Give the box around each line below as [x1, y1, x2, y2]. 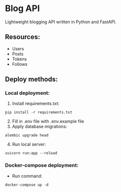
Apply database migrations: [12, 124, 67, 130]
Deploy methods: [5, 75, 58, 84]
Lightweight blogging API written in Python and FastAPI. [5, 19, 117, 25]
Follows [12, 61, 28, 67]
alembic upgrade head [5, 133, 49, 138]
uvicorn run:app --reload [5, 151, 57, 156]
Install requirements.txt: [12, 101, 60, 106]
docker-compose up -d [5, 182, 49, 187]
